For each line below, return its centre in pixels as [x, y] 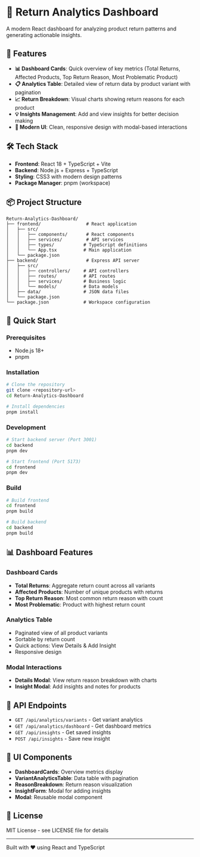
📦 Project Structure [44, 202]
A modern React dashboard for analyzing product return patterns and [91, 29]
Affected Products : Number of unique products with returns [89, 592]
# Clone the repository [36, 385]
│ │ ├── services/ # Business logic [66, 282]
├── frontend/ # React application [71, 224]
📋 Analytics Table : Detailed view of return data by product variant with [102, 83]
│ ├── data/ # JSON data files [68, 292]
